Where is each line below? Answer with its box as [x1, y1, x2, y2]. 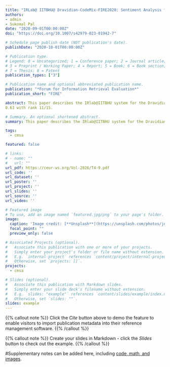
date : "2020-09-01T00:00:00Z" [5, 26, 69, 31]
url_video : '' [5, 198, 35, 203]
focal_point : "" [10, 226, 44, 231]
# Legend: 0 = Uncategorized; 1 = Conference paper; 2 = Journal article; [5, 59, 166, 64]
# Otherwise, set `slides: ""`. [5, 296, 78, 301]
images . [5, 356, 22, 362]
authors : [5, 12, 24, 17]
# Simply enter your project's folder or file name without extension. [5, 249, 164, 255]
